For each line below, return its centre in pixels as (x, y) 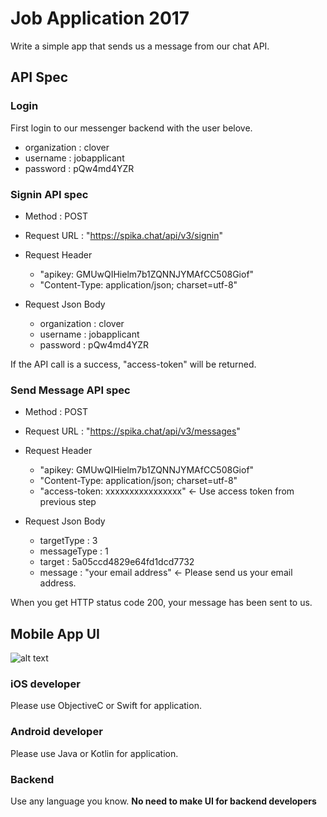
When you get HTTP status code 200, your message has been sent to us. (161, 603)
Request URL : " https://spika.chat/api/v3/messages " (132, 431)
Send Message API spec (70, 390)
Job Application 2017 (100, 18)
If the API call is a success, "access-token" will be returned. (133, 364)
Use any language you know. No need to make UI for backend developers (163, 801)
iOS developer (45, 684)
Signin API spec (49, 194)
